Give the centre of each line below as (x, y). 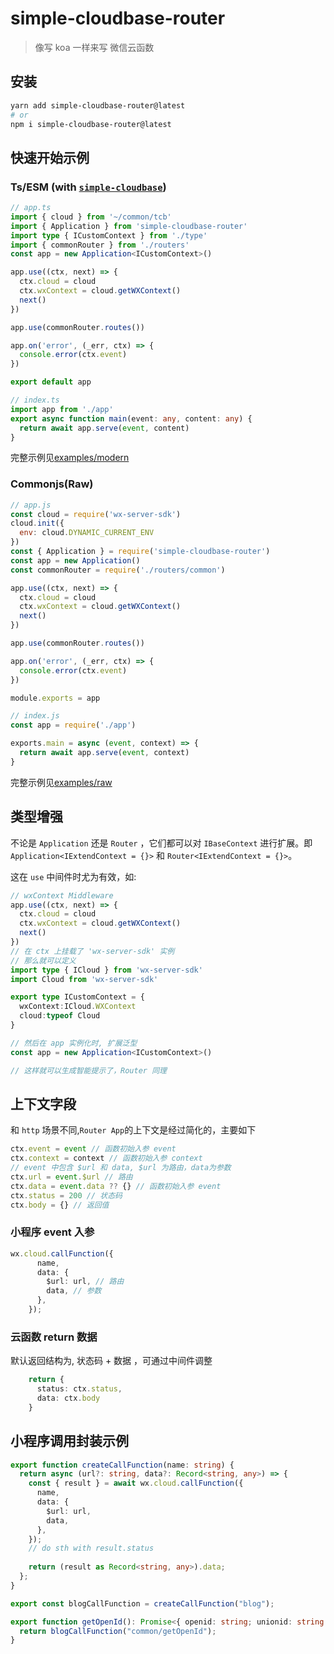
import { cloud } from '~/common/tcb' (91, 217)
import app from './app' (62, 409)
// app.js (31, 505)
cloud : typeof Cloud (60, 1016)
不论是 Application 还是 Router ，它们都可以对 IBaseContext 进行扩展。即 (161, 843)
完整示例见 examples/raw (61, 782)
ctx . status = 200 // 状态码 (66, 1195)
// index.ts (35, 400)
